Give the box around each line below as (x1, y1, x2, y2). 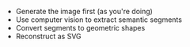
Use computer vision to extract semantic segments (15, 15, 182, 24)
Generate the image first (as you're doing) (15, 7, 153, 16)
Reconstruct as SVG (15, 31, 82, 41)
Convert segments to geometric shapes (15, 23, 146, 32)
